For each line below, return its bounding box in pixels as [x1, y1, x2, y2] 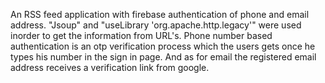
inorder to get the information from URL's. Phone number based [10, 30, 273, 41]
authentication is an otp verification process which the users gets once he [10, 40, 316, 52]
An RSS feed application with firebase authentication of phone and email [10, 9, 310, 20]
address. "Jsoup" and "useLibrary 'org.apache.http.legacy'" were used [10, 19, 302, 31]
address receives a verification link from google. [10, 62, 210, 73]
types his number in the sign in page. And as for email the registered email [10, 51, 317, 63]
